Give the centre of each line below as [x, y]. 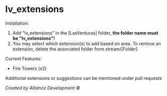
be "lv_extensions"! [34, 38]
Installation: [17, 23]
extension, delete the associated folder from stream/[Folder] [75, 49]
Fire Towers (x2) [29, 68]
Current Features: [23, 58]
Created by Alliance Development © [43, 88]
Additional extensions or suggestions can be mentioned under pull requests [83, 78]
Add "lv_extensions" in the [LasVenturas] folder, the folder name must [85, 33]
